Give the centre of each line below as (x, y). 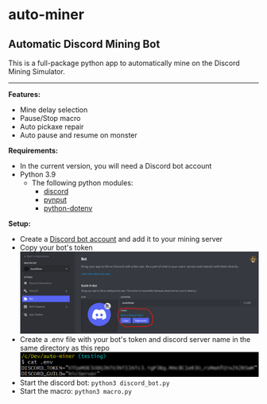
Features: (25, 94)
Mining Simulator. (37, 72)
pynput (55, 200)
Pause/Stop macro (50, 118)
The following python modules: (82, 183)
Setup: (19, 223)
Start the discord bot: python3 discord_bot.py (95, 383)
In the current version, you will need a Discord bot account (116, 166)
